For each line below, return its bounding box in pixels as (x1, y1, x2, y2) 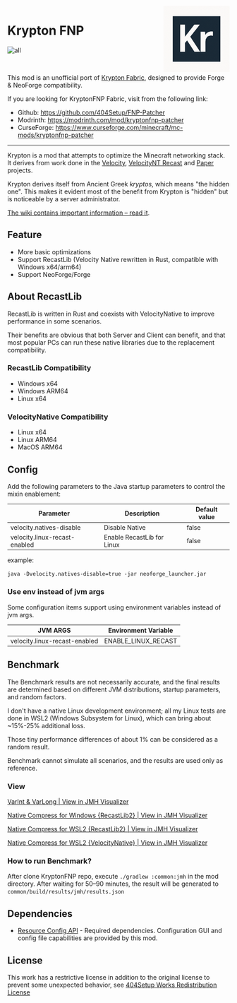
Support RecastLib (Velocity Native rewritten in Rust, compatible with (17, 255, 219, 263)
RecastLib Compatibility (7, 363, 92, 373)
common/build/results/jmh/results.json (7, 889, 125, 896)
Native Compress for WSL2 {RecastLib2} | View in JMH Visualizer (7, 825, 199, 833)
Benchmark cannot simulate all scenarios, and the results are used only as (7, 756, 224, 764)
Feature (7, 229, 42, 241)
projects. (7, 166, 33, 174)
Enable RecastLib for (103, 533, 164, 541)
